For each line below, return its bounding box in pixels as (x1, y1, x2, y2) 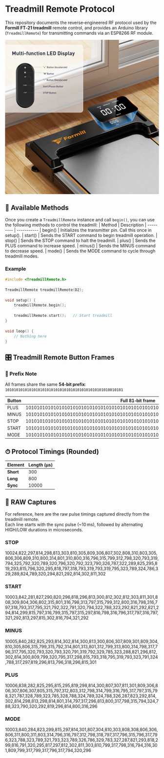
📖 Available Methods (5, 204, 69, 212)
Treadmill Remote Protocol (5, 3, 115, 15)
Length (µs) (28, 462, 53, 468)
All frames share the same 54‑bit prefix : (5, 381, 86, 387)
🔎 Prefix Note (5, 370, 37, 377)
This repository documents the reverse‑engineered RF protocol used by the (5, 20, 157, 25)
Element (7, 462, 24, 468)
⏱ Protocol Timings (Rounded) (5, 447, 99, 456)
